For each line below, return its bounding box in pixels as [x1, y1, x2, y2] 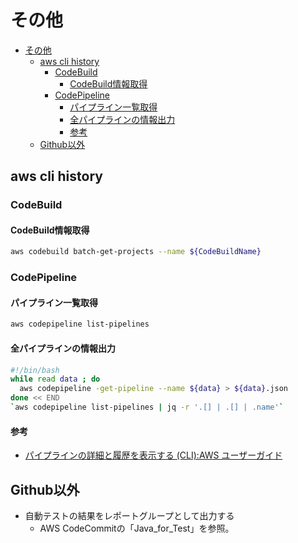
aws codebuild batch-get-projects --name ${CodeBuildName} [10, 247, 262, 257]
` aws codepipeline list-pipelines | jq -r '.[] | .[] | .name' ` [10, 402, 284, 413]
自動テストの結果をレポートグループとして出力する [24, 509, 235, 521]
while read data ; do [10, 374, 101, 385]
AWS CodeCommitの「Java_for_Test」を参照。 [39, 522, 235, 534]
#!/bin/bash [10, 365, 60, 375]
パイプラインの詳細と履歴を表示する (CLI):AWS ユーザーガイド [24, 449, 283, 461]
